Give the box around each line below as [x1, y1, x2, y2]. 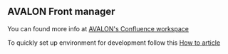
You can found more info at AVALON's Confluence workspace [7, 24, 189, 33]
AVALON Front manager [7, 6, 115, 18]
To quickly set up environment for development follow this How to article [7, 38, 221, 47]
